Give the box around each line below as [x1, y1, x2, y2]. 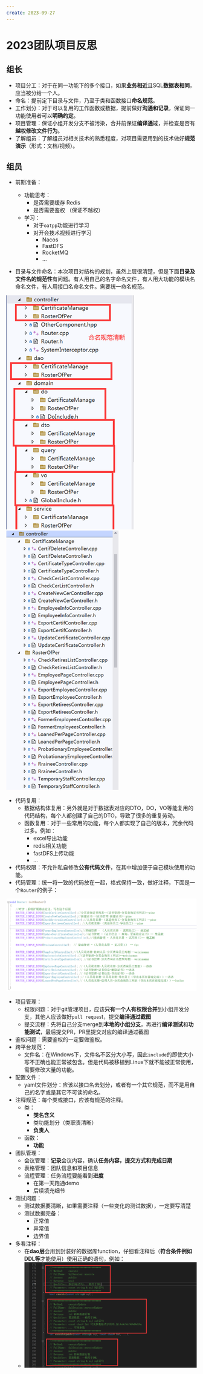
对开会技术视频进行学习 [33, 229, 92, 237]
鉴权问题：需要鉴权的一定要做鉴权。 [14, 1035, 106, 1043]
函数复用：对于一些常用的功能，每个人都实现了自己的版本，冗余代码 [24, 819, 194, 826]
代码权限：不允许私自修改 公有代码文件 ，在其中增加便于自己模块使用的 [14, 863, 190, 871]
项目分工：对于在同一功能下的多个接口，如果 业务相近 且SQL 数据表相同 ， [14, 82, 195, 89]
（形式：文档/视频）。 [25, 142, 79, 149]
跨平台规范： [14, 1043, 47, 1050]
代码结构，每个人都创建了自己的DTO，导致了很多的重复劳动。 [24, 811, 178, 819]
